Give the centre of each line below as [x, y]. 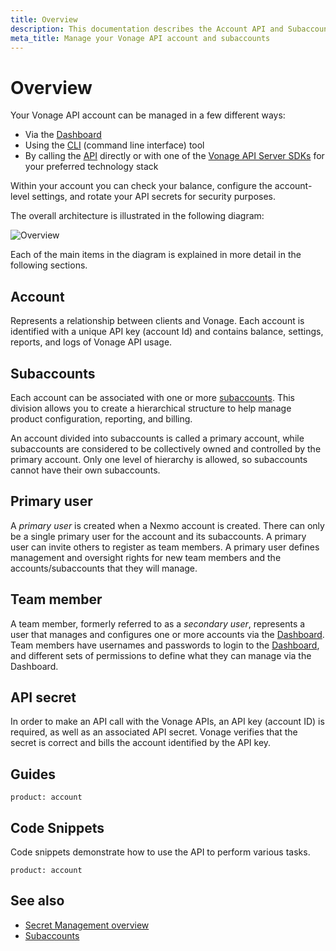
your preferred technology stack [91, 167]
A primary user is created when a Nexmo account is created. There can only [167, 525]
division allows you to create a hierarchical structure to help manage [151, 408]
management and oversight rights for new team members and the [146, 557]
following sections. [49, 265]
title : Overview [44, 19]
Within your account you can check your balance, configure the [141, 186]
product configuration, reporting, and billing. [101, 418]
